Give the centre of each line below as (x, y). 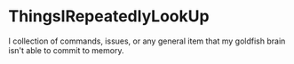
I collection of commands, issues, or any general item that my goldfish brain (147, 41)
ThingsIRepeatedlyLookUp (109, 16)
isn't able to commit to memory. (66, 50)
